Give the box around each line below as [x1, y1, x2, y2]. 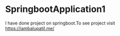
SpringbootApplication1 [5, 3, 106, 15]
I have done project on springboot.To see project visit [5, 20, 115, 26]
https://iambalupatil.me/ [5, 25, 54, 31]
